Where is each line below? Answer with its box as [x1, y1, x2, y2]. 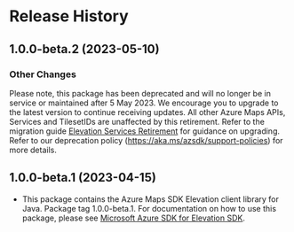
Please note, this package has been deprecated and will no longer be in [9, 88, 271, 98]
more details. [9, 144, 58, 155]
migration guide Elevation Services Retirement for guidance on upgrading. [9, 126, 281, 136]
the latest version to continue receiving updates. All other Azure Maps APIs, [9, 106, 286, 117]
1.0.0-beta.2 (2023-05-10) [9, 42, 160, 57]
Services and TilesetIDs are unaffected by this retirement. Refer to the [9, 116, 265, 127]
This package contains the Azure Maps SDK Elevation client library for [21, 193, 280, 205]
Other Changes [9, 68, 77, 81]
